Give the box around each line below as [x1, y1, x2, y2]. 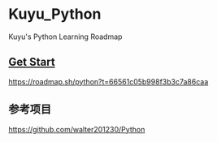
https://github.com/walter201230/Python [8, 124, 145, 134]
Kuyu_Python [8, 5, 102, 24]
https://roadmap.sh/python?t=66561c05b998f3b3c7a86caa [8, 76, 209, 86]
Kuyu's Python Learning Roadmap [8, 32, 123, 41]
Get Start [8, 55, 55, 69]
